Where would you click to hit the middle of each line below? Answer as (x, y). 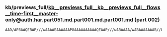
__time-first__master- (32, 13)
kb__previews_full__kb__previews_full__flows (104, 7)
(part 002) (147, 20)
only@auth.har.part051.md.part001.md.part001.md (69, 20)
